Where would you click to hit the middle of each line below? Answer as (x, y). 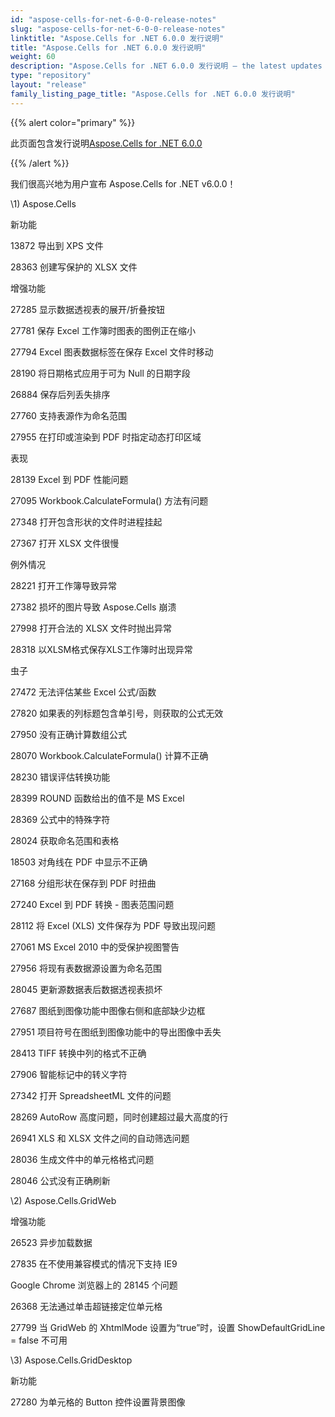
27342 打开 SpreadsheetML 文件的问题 (91, 1095)
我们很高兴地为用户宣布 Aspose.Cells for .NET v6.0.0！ (123, 183)
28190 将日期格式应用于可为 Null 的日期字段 (100, 373)
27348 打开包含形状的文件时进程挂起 (86, 522)
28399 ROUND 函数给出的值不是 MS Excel (97, 798)
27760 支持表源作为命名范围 (68, 415)
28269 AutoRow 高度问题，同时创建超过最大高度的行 (119, 1117)
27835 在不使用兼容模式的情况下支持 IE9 (94, 1263)
